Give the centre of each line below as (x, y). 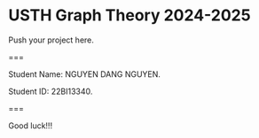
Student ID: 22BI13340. (51, 91)
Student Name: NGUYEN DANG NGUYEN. (85, 74)
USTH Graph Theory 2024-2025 (129, 15)
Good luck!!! (31, 126)
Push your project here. (51, 40)
